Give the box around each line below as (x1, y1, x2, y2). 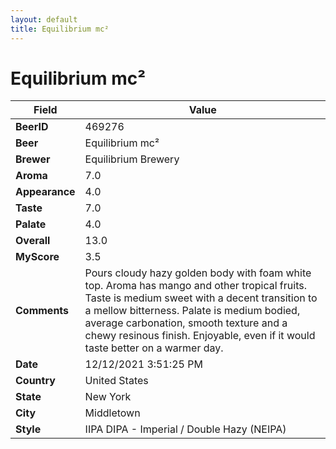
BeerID (15, 120, 49, 134)
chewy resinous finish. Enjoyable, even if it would (84, 329, 316, 343)
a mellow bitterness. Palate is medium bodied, (84, 304, 301, 318)
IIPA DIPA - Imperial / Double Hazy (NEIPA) (84, 422, 287, 436)
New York (84, 390, 132, 404)
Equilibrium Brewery (84, 152, 180, 166)
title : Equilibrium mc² (10, 24, 110, 34)
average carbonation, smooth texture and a (84, 316, 288, 330)
